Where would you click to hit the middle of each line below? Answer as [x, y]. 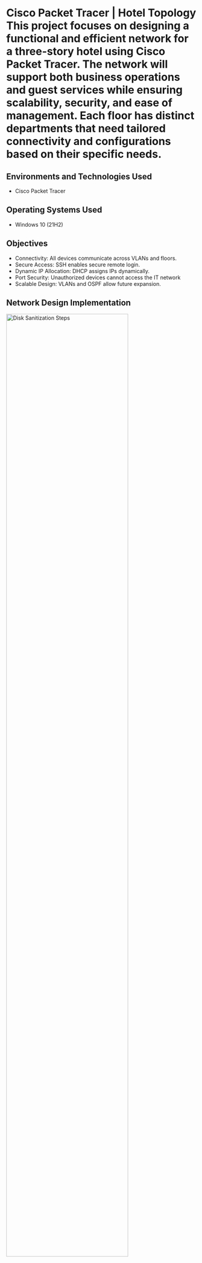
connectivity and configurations [89, 141]
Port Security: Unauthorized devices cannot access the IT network [98, 277]
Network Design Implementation [69, 303]
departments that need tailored [86, 128]
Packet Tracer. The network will [87, 64]
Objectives [27, 244]
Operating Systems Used [54, 210]
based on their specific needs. [84, 154]
